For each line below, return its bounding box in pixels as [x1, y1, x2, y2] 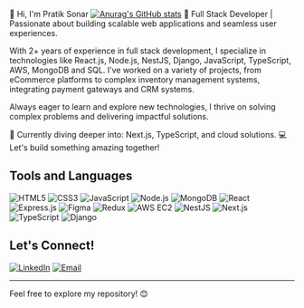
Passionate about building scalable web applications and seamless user [9, 18, 278, 29]
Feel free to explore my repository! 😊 [9, 288, 149, 299]
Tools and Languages [9, 168, 133, 184]
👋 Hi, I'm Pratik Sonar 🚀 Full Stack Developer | [9, 9, 273, 19]
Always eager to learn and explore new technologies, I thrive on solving [9, 101, 276, 112]
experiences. [9, 28, 59, 38]
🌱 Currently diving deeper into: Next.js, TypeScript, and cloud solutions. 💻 [9, 130, 288, 140]
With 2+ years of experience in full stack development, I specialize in [9, 45, 267, 56]
